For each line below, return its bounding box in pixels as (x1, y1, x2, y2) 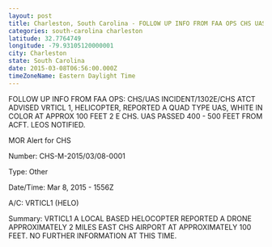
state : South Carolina (8, 57, 85, 65)
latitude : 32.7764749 (8, 34, 82, 43)
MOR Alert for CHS (8, 135, 71, 145)
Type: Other (8, 166, 49, 176)
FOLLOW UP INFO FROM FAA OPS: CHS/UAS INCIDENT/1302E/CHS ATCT (8, 94, 257, 103)
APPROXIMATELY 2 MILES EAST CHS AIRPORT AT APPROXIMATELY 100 (8, 222, 252, 232)
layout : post (8, 11, 53, 20)
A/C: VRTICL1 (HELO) (8, 198, 79, 207)
